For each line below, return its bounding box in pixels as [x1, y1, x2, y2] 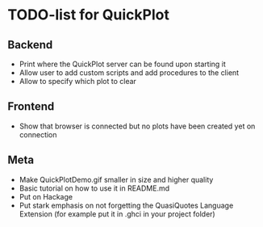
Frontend [7, 99, 55, 114]
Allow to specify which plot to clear [19, 77, 136, 86]
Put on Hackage [19, 191, 73, 201]
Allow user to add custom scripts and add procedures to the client [19, 68, 240, 78]
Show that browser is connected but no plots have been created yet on [19, 121, 256, 131]
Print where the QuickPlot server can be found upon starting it [19, 59, 227, 69]
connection [19, 129, 57, 139]
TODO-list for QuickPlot [7, 6, 170, 24]
